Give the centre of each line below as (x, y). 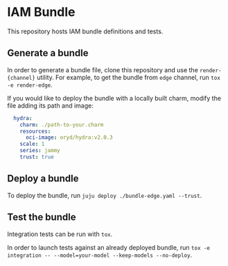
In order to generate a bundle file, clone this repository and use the (103, 69)
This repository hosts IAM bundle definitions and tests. (85, 31)
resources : (35, 131)
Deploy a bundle (43, 179)
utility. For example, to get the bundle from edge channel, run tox (129, 77)
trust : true (37, 157)
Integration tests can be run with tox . (60, 234)
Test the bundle (42, 217)
